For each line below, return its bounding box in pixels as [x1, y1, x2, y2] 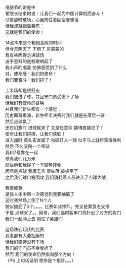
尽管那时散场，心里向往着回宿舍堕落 [5, 17, 79, 22]
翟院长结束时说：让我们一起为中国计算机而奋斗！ [5, 10, 105, 16]
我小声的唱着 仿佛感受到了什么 [5, 65, 67, 70]
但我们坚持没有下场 [5, 239, 44, 245]
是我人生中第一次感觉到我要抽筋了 [5, 191, 75, 197]
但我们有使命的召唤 [5, 100, 44, 106]
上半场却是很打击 [5, 87, 40, 93]
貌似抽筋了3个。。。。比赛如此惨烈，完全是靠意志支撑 [5, 203, 110, 209]
